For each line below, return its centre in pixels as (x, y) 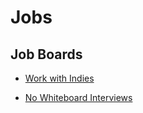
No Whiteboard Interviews (78, 97)
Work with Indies (59, 78)
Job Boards (46, 54)
